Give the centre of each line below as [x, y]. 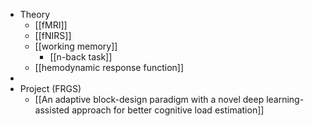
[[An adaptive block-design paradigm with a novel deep [149, 99]
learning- [285, 99]
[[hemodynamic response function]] [109, 67]
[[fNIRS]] [53, 35]
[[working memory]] [76, 46]
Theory [35, 14]
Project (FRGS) [50, 88]
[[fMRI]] [51, 25]
